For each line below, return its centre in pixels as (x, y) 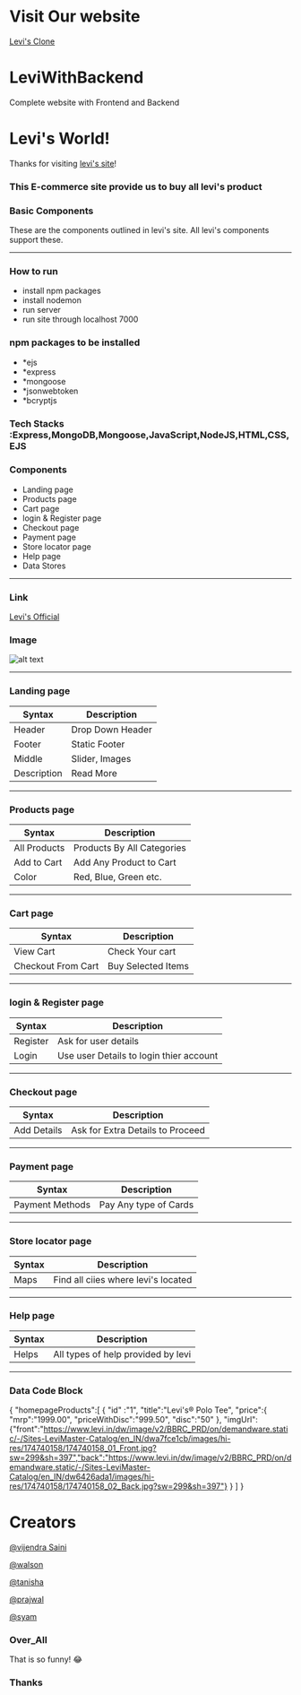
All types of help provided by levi (122, 1353)
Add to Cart (38, 862)
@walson (26, 1565)
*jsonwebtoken (50, 391)
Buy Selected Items (148, 966)
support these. (36, 240)
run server (41, 310)
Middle (28, 758)
